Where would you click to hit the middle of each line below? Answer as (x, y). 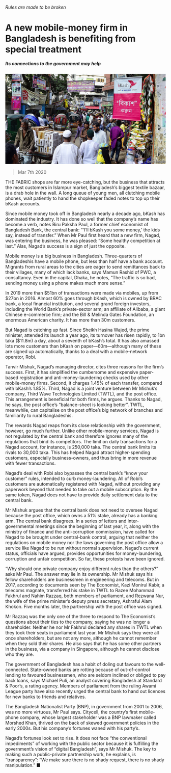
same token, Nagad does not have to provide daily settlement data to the (81, 495)
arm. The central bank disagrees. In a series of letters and (66, 521)
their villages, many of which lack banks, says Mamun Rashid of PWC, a (81, 272)
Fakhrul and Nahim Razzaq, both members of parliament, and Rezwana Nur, (85, 596)
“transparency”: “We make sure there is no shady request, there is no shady (85, 760)
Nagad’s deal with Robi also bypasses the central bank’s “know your (77, 473)
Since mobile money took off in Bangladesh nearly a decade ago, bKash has (85, 214)
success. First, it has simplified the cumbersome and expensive (72, 372)
